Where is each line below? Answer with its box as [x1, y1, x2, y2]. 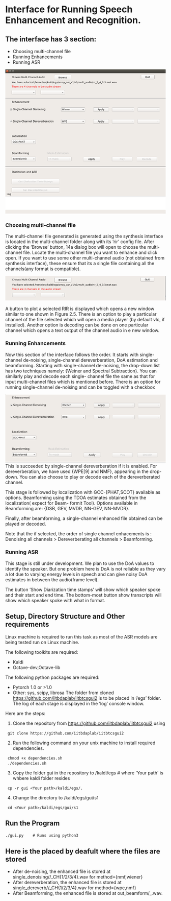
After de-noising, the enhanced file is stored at [12, 868, 111, 874]
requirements [5, 620, 49, 629]
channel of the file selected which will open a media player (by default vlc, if [5, 316, 165, 322]
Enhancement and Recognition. [5, 14, 141, 26]
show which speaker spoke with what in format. [5, 597, 105, 603]
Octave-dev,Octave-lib [12, 664, 61, 670]
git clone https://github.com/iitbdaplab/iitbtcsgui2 [7, 730, 124, 736]
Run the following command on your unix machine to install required [12, 740, 156, 746]
